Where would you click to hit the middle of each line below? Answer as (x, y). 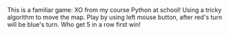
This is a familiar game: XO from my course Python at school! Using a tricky (114, 10)
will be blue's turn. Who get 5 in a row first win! (74, 24)
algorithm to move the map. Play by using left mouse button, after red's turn (115, 17)
